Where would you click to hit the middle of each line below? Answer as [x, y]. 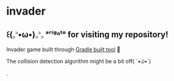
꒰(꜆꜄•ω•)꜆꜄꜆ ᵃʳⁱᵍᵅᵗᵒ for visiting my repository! [87, 34]
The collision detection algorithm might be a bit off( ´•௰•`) [79, 61]
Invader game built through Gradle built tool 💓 [63, 49]
